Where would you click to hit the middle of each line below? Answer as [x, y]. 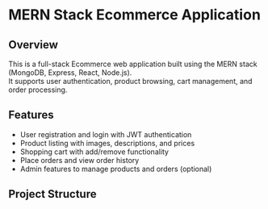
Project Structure [52, 194]
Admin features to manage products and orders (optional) [116, 169]
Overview [33, 45]
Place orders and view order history [80, 160]
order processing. [38, 90]
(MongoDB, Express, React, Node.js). [70, 73]
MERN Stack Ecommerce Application [134, 15]
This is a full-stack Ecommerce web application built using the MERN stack [133, 64]
